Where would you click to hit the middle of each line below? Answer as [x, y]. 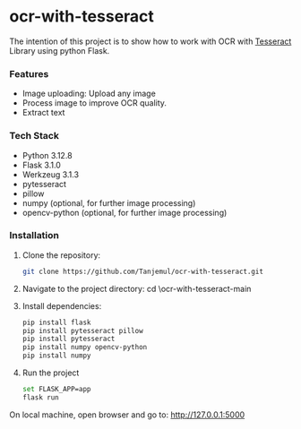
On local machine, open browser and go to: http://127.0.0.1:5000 [127, 415]
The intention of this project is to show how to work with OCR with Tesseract [150, 41]
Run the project [51, 373]
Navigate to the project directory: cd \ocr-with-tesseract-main [137, 288]
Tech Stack [34, 136]
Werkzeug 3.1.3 [50, 174]
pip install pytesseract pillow [82, 330]
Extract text [43, 113]
